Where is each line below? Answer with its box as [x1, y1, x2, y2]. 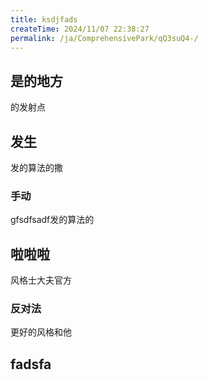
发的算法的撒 [10, 162, 63, 173]
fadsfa [10, 356, 52, 373]
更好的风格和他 [10, 326, 72, 338]
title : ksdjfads [10, 14, 78, 25]
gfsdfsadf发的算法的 [10, 214, 95, 226]
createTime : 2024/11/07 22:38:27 [10, 24, 150, 34]
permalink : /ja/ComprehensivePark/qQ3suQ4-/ [10, 33, 199, 43]
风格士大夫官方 [10, 274, 72, 286]
